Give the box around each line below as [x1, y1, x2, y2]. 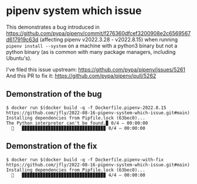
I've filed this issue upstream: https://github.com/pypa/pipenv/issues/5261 [6, 66, 186, 73]
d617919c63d [6, 36, 39, 43]
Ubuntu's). [6, 54, 32, 62]
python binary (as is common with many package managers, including [6, 48, 176, 55]
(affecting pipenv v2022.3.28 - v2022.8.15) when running [39, 36, 178, 43]
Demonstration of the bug [6, 89, 103, 99]
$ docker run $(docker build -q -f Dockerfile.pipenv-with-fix [6, 156, 164, 162]
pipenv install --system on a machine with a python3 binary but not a [6, 42, 178, 49]
